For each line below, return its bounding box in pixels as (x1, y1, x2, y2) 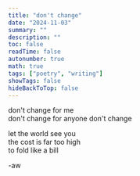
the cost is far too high (8, 138, 81, 147)
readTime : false (8, 48, 61, 56)
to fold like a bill (8, 145, 59, 155)
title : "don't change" (8, 11, 82, 20)
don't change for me (8, 106, 74, 115)
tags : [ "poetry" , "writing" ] (8, 70, 103, 77)
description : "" (8, 33, 61, 41)
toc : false (8, 41, 44, 48)
